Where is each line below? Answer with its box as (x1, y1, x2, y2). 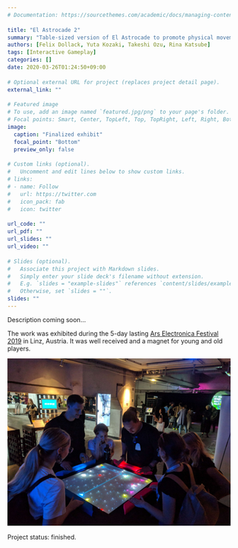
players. (7, 344, 31, 353)
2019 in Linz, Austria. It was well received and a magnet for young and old (7, 336, 223, 345)
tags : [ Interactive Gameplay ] (7, 49, 97, 56)
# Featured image (7, 101, 59, 108)
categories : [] (7, 57, 52, 64)
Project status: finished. (7, 532, 76, 541)
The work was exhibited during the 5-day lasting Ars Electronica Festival (7, 329, 219, 338)
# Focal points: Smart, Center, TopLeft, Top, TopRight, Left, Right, (7, 116, 220, 123)
